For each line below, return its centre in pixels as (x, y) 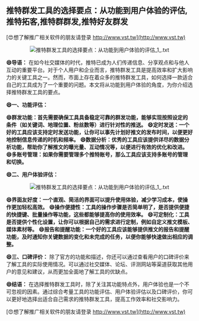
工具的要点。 (47, 92)
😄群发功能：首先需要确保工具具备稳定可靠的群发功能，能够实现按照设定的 (97, 117)
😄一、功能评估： (27, 104)
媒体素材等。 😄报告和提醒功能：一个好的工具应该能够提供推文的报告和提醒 (98, 229)
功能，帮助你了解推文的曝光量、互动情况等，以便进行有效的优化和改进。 (99, 147)
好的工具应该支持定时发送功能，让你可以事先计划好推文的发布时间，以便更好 (99, 132)
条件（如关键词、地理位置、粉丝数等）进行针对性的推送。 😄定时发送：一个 (98, 125)
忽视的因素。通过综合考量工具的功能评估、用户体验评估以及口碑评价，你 (99, 291)
